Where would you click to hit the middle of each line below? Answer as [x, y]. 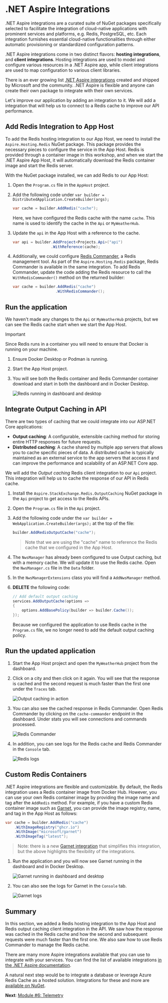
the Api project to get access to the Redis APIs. [61, 498]
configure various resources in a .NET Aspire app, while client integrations [82, 65]
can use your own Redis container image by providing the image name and [82, 797]
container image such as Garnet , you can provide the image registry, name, [83, 808]
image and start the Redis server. [39, 165]
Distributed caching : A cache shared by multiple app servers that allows [88, 447]
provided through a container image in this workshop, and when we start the [84, 155]
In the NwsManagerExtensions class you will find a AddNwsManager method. [87, 578]
